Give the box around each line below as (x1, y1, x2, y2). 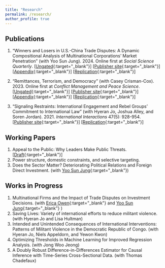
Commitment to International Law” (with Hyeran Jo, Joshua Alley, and (12, 109, 154, 115)
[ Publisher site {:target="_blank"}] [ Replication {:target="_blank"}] (12, 119, 144, 125)
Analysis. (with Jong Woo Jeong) (12, 242, 80, 248)
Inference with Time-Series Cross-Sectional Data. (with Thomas (12, 252, 142, 258)
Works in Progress (5, 182, 63, 190)
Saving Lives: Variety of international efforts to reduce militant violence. (12, 210, 158, 216)
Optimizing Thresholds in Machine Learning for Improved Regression (12, 236, 152, 242)
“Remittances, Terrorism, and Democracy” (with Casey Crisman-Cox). (12, 78, 154, 84)
